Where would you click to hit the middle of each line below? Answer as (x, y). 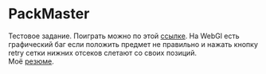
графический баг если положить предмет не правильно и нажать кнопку (133, 44)
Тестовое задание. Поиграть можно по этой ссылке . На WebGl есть (124, 36)
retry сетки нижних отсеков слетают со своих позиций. (103, 53)
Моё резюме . (31, 61)
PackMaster (49, 14)
